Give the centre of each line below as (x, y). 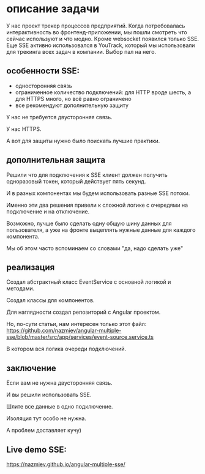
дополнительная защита (56, 160)
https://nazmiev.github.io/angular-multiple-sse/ (66, 464)
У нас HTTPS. (24, 129)
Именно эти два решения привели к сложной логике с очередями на (97, 205)
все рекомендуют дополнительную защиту (72, 105)
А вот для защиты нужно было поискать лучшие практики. (83, 141)
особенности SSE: (43, 71)
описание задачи (53, 9)
